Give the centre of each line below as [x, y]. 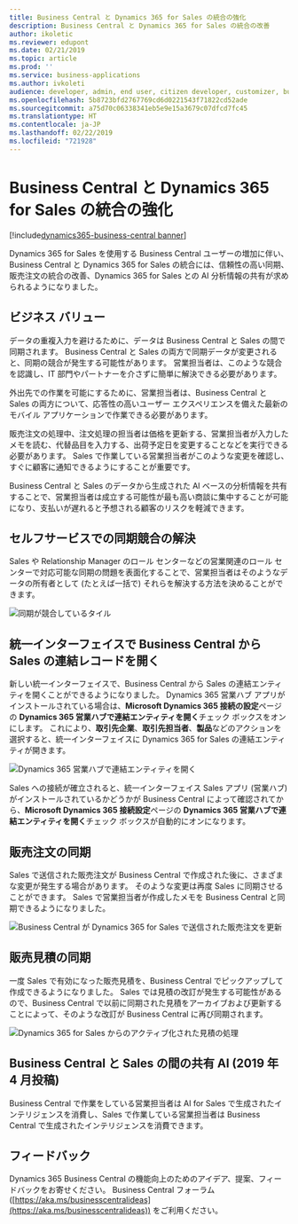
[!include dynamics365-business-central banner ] [98, 235]
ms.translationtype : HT [53, 116]
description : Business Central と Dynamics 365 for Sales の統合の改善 [140, 26]
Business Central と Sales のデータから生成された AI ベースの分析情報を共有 [149, 485]
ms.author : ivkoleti [47, 83]
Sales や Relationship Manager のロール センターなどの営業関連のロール [141, 561]
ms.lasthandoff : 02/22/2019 [61, 133]
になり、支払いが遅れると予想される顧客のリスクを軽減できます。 [129, 507]
